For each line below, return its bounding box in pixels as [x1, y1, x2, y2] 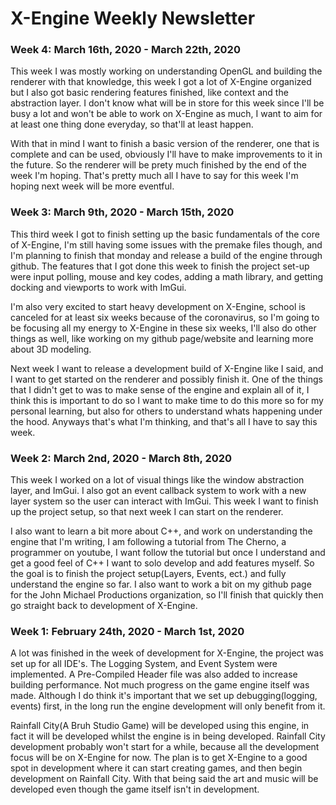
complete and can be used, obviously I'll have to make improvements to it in [10, 148, 323, 161]
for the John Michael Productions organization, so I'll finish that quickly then [10, 589, 324, 601]
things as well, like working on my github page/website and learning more [10, 332, 314, 344]
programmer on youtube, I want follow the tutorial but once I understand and [10, 547, 326, 559]
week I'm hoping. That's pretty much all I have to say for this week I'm [10, 170, 299, 182]
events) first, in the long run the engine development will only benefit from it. [10, 700, 326, 712]
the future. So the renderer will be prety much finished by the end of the [10, 159, 307, 171]
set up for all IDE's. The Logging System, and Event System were [10, 658, 278, 670]
